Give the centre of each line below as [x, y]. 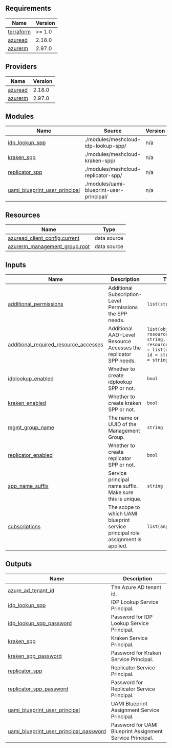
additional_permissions [36, 304]
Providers [21, 67]
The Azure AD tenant [136, 587]
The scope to [124, 507]
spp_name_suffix [28, 486]
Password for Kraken [136, 653]
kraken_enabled [27, 403]
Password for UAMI [134, 725]
